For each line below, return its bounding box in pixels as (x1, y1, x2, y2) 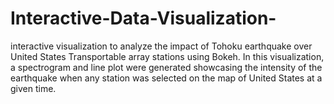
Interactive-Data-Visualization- (10, 7, 277, 30)
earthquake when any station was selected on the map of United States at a (10, 72, 323, 84)
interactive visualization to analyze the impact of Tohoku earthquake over (10, 40, 313, 52)
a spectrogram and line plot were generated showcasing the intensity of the (10, 61, 323, 73)
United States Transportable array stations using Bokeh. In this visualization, (10, 50, 325, 62)
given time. (10, 82, 57, 94)
